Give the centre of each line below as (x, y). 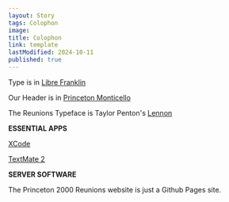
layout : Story (32, 15)
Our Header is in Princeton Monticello (69, 97)
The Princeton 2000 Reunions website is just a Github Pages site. (115, 189)
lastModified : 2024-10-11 (51, 52)
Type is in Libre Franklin (47, 82)
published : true (35, 60)
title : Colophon (35, 38)
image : (19, 30)
